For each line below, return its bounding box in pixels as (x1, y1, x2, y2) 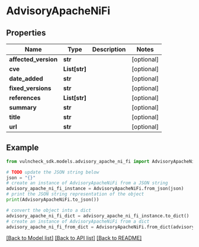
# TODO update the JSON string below (6, 169, 99, 175)
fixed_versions (9, 84, 52, 92)
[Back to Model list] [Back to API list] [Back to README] (6, 235, 142, 242)
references (9, 94, 41, 102)
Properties (6, 28, 46, 38)
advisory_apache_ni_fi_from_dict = (6, 224, 94, 230)
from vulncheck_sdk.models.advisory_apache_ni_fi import (6, 158, 150, 164)
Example (6, 143, 39, 153)
